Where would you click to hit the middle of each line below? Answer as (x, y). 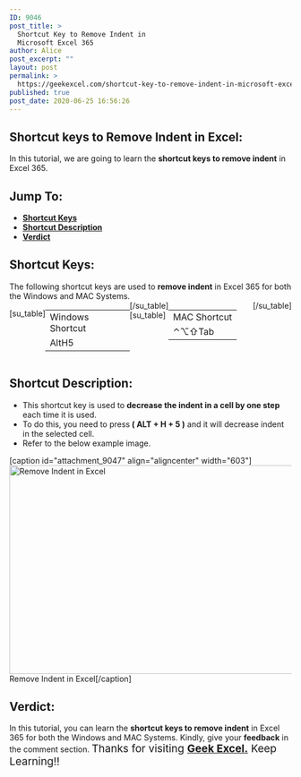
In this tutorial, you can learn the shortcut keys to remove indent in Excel (145, 728)
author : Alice (36, 51)
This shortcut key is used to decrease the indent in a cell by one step (151, 405)
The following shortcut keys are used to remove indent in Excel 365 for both (150, 286)
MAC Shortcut (203, 317)
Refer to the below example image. (86, 443)
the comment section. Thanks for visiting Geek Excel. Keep (143, 749)
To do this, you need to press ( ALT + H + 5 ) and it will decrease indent (153, 424)
